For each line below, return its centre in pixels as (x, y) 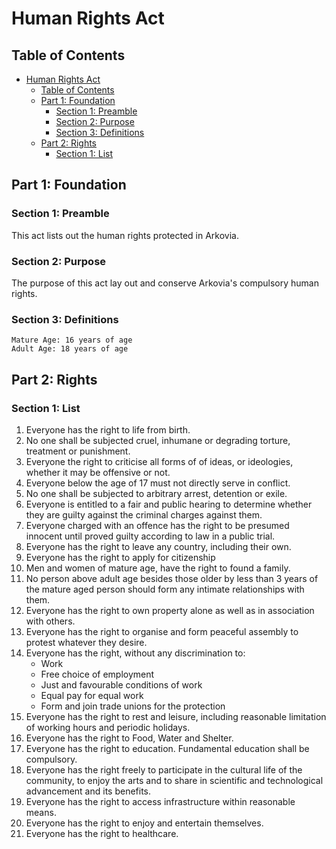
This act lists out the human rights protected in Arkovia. (125, 235)
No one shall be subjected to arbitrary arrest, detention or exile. (156, 493)
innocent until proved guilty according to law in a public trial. (150, 536)
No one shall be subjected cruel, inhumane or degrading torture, (158, 440)
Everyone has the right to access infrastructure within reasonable (160, 801)
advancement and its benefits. (88, 791)
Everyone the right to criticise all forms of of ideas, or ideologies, (159, 461)
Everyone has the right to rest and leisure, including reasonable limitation (176, 716)
